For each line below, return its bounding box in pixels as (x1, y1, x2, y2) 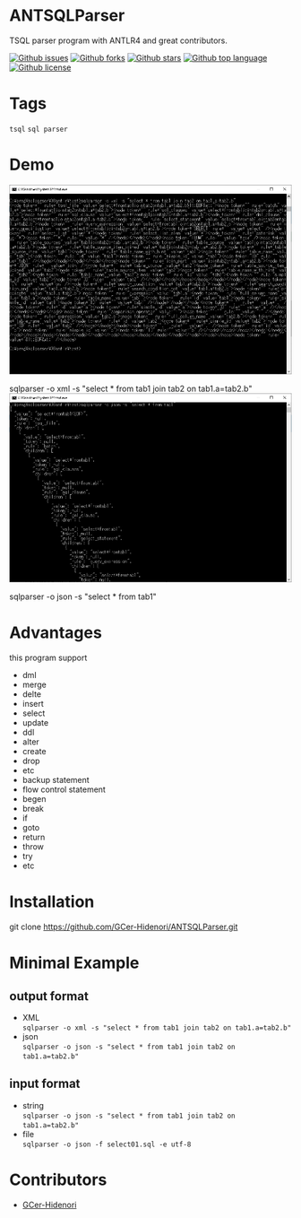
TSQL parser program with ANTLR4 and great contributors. (9, 35, 228, 46)
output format (9, 988, 90, 1004)
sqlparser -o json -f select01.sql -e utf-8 (21, 1140, 192, 1149)
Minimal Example (9, 953, 140, 973)
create (21, 746, 47, 757)
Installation (9, 892, 95, 912)
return (21, 831, 46, 843)
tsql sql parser (9, 125, 69, 134)
